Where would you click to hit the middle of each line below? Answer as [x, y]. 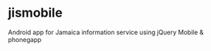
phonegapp [25, 39]
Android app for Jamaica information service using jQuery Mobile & [106, 32]
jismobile [35, 13]
